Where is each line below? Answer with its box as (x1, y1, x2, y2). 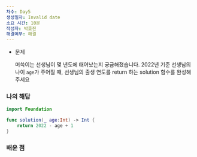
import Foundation (6, 106, 52, 113)
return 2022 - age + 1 (17, 123, 74, 129)
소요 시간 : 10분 (6, 20, 41, 26)
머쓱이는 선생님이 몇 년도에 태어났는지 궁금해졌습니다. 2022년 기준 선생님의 (14, 61, 192, 68)
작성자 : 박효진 (6, 25, 37, 32)
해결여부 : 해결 (6, 31, 37, 37)
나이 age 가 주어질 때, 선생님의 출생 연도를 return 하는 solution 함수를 (14, 68, 175, 76)
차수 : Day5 (6, 8, 31, 15)
